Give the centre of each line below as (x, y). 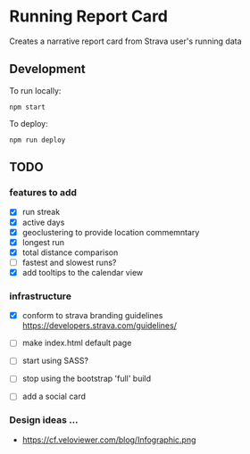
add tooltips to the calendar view (83, 272)
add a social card (54, 396)
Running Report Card (88, 17)
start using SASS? (55, 361)
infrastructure (40, 296)
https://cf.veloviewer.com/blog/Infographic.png (109, 440)
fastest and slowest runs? (69, 262)
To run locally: (35, 90)
